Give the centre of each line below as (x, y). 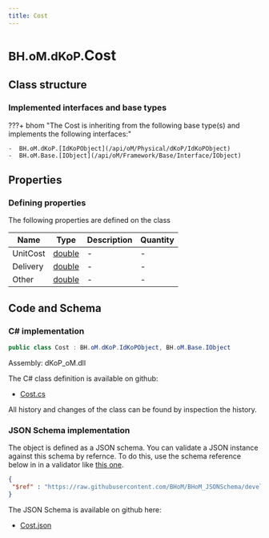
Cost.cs (32, 394)
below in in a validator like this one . (66, 465)
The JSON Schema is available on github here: (85, 509)
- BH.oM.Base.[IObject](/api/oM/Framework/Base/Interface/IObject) (125, 156)
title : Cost (28, 16)
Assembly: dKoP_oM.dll (47, 362)
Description (110, 240)
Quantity (157, 240)
